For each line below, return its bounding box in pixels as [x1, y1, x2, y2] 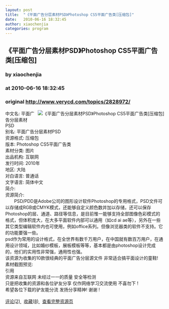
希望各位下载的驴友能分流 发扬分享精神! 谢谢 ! [5, 286, 100, 292]
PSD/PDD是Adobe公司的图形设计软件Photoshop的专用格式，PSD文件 [14, 198, 158, 204]
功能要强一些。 [9, 230, 41, 236]
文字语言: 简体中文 [5, 179, 43, 185]
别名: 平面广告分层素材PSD [5, 128, 61, 135]
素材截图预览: [5, 261, 34, 267]
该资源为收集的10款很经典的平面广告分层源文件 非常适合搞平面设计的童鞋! [5, 255, 158, 261]
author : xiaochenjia [5, 21, 49, 27]
